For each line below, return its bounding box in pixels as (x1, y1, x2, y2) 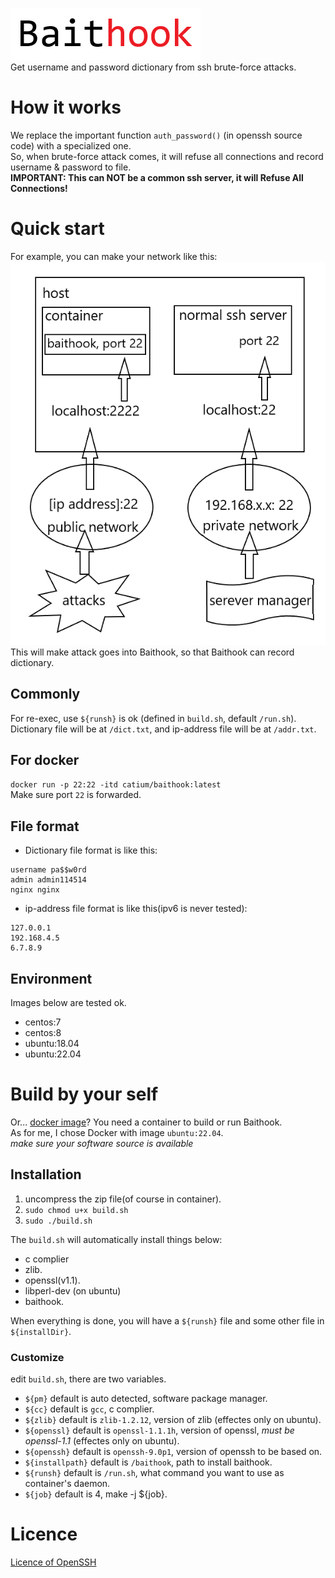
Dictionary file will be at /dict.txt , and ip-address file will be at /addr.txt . (10, 723, 317, 735)
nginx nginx (10, 885, 60, 895)
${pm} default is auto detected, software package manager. (24, 1393, 268, 1404)
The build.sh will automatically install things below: (10, 1233, 223, 1245)
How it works (10, 96, 122, 119)
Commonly (10, 686, 81, 703)
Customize (10, 1350, 65, 1364)
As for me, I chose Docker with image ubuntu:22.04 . (10, 1126, 224, 1138)
